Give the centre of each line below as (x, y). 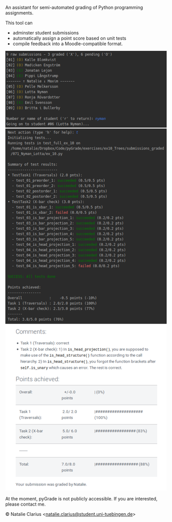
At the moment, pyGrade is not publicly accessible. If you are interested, (81, 499)
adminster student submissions (46, 33)
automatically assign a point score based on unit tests (69, 38)
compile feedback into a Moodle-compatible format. (68, 44)
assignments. (19, 13)
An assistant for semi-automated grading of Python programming (74, 7)
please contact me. (26, 504)
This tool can (19, 23)
